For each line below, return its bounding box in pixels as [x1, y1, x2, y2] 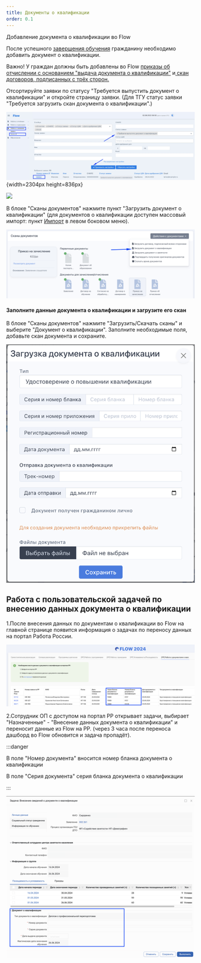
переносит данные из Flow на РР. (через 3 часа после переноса [6, 725, 171, 732]
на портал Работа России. [6, 632, 73, 640]
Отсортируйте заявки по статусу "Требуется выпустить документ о [6, 87, 179, 94]
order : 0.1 [6, 16, 33, 22]
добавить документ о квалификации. [6, 51, 100, 58]
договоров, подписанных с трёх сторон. [6, 75, 109, 83]
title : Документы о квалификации [6, 10, 90, 16]
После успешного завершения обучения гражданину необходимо [6, 45, 176, 52]
